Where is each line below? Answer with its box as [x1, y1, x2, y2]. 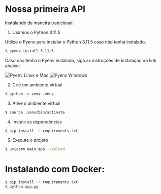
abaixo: [5, 63, 20, 69]
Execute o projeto [12, 137, 48, 143]
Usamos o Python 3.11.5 [12, 29, 61, 35]
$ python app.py [5, 184, 38, 190]
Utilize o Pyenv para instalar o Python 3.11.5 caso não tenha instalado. [5, 39, 146, 45]
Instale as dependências [12, 118, 62, 124]
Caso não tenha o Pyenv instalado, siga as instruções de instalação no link [5, 57, 157, 63]
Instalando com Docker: [5, 163, 105, 175]
